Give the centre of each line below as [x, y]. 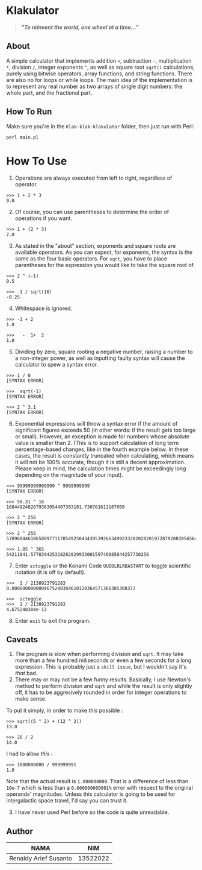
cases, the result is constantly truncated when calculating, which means [104, 455]
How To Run [29, 112]
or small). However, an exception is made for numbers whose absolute [102, 436]
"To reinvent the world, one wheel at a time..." [80, 27]
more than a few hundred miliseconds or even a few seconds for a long [103, 660]
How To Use [37, 161]
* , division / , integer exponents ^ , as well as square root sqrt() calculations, [101, 67]
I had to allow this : [29, 754]
